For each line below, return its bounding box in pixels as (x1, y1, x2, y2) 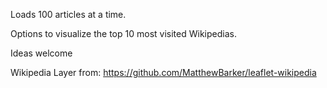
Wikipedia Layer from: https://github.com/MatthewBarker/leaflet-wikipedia (10, 67, 317, 78)
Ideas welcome (10, 47, 73, 59)
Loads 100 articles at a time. (10, 9, 127, 20)
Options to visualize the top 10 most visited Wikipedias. (10, 28, 237, 39)
